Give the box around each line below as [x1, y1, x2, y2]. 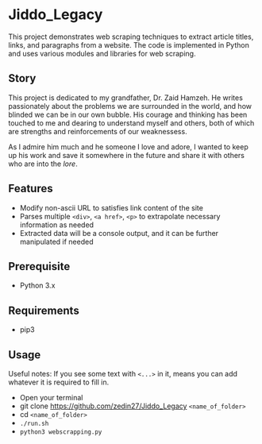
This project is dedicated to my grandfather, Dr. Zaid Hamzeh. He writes [8, 93, 244, 102]
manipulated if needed [19, 237, 94, 246]
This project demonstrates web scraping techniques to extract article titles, [8, 32, 254, 41]
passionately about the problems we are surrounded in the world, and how [8, 101, 252, 110]
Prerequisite [8, 260, 71, 273]
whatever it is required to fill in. [8, 377, 110, 387]
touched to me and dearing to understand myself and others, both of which [8, 118, 255, 128]
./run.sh [19, 419, 49, 427]
